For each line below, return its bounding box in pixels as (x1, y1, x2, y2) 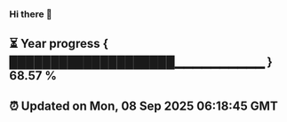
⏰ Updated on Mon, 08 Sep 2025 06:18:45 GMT (9, 98, 278, 113)
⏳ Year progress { (9, 36, 109, 51)
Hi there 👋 (9, 8, 53, 20)
